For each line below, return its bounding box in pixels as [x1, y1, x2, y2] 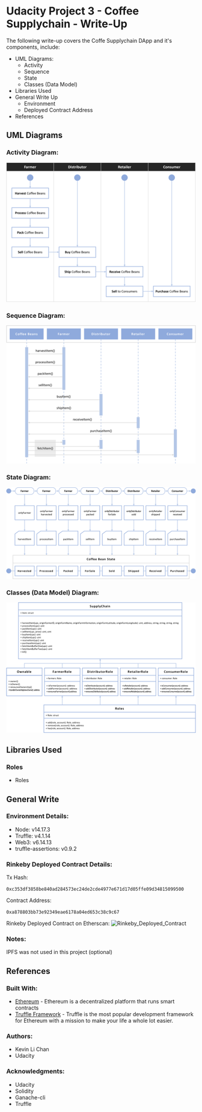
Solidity [14, 1087, 34, 1095]
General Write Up [14, 93, 58, 101]
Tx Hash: [6, 874, 28, 881]
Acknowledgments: [6, 1067, 65, 1076]
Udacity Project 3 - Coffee [6, 4, 139, 18]
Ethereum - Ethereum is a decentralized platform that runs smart [14, 998, 175, 1005]
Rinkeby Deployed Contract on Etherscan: [6, 920, 110, 927]
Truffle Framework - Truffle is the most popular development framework [14, 1011, 194, 1018]
